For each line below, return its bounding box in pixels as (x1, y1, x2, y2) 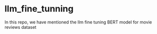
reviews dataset (4, 24, 37, 30)
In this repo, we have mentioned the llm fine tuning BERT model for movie (4, 19, 152, 25)
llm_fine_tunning (4, 3, 74, 14)
